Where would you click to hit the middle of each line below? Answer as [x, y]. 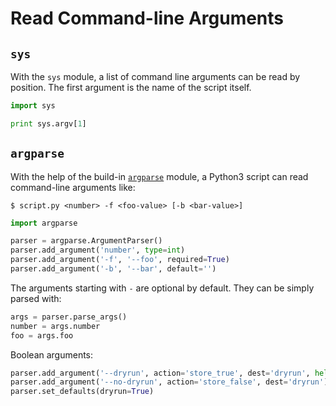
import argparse [44, 223]
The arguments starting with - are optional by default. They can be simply [162, 288]
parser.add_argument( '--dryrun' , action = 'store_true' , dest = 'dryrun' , [160, 373]
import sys [33, 106]
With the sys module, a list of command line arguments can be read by [155, 76]
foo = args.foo [42, 335]
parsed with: [36, 298]
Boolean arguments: [52, 354]
